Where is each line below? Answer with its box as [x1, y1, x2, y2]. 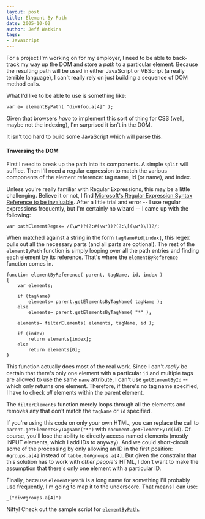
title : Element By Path [6, 15, 67, 21]
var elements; [17, 283, 53, 289]
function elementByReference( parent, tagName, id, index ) [6, 272, 163, 278]
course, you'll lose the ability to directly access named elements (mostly [6, 432, 188, 439]
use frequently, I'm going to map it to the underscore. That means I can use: [6, 483, 198, 490]
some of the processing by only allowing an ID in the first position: [6, 445, 173, 453]
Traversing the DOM [6, 147, 59, 154]
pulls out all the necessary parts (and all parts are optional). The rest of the [6, 241, 195, 248]
